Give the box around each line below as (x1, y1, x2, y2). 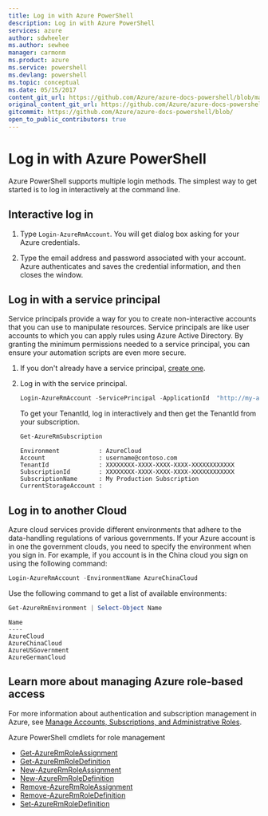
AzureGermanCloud (8, 653, 66, 661)
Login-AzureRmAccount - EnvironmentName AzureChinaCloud (8, 574, 198, 582)
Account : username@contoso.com (19, 454, 178, 463)
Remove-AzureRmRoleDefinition (19, 790, 126, 800)
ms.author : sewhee (8, 41, 69, 49)
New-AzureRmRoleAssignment (19, 765, 122, 775)
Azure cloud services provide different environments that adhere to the (8, 525, 242, 534)
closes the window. (19, 270, 84, 279)
